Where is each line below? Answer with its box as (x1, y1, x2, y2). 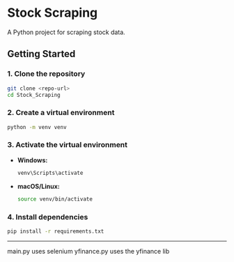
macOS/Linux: (17, 182, 61, 190)
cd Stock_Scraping (7, 91, 61, 98)
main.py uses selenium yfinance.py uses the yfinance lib (7, 247, 170, 255)
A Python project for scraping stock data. (7, 28, 125, 36)
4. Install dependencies (7, 212, 88, 222)
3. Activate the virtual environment (7, 140, 127, 150)
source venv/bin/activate (17, 195, 93, 203)
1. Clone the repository (7, 69, 86, 79)
